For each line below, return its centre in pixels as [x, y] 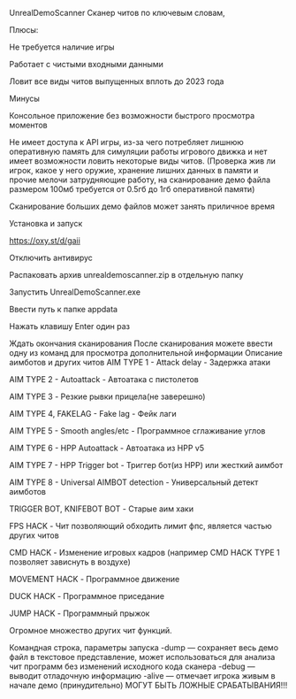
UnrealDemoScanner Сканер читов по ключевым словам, [117, 13]
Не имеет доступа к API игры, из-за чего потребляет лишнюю [127, 142]
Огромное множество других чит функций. [91, 630]
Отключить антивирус [51, 257]
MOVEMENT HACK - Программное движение [95, 579]
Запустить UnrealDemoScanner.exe [75, 292]
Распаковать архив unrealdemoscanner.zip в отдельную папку [126, 275]
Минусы [24, 98]
